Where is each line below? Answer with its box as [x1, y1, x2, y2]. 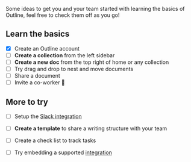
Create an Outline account [14, 45, 80, 52]
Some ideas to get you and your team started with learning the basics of [5, 5, 185, 12]
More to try [5, 96, 49, 107]
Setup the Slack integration [14, 113, 82, 120]
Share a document [14, 72, 61, 79]
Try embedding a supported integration [14, 149, 113, 156]
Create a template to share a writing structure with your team [14, 125, 168, 132]
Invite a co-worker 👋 [14, 79, 66, 86]
